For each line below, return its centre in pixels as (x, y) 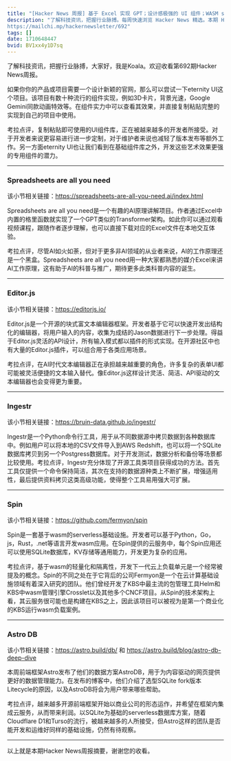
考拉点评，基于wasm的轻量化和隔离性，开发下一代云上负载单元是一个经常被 (115, 567)
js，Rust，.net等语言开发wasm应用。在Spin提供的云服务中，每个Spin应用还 (114, 543)
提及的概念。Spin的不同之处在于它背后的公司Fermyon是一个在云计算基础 (110, 575)
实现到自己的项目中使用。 (43, 115)
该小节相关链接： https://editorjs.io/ (57, 309)
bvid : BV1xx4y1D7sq (35, 45)
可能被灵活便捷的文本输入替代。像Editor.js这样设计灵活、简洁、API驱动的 (111, 373)
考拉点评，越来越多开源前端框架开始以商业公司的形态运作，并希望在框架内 (112, 704)
